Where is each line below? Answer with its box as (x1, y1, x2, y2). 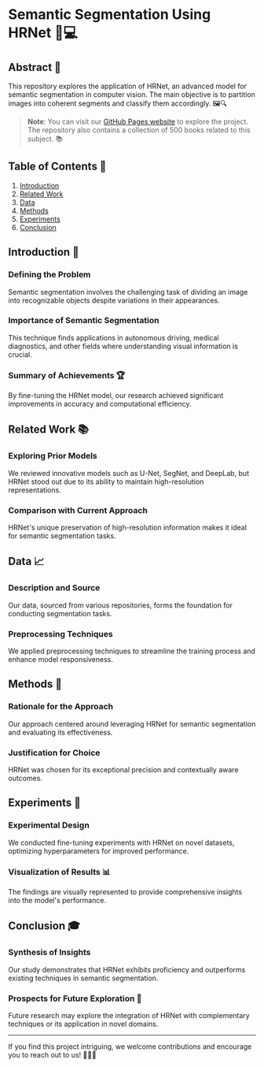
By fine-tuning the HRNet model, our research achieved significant (8, 391, 224, 400)
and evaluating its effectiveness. (8, 727, 113, 737)
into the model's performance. (8, 896, 107, 905)
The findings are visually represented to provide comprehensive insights (8, 887, 242, 897)
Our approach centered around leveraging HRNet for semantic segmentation (8, 719, 256, 728)
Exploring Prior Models (8, 451, 98, 462)
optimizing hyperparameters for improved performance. (8, 846, 189, 856)
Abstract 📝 (8, 61, 61, 74)
